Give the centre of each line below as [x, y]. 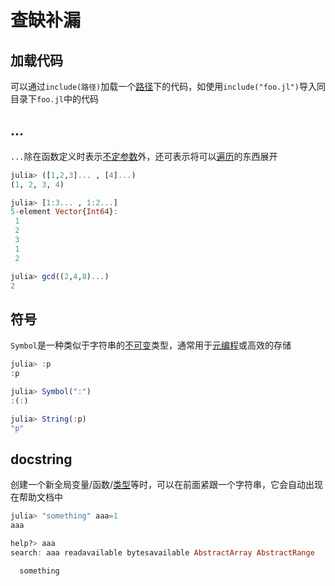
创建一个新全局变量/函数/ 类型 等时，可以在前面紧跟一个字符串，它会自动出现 [167, 485]
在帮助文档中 [36, 497]
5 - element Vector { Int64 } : [64, 212]
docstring [41, 459]
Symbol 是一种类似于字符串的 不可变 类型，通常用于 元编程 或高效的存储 [151, 345]
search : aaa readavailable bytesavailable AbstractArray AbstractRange [162, 552]
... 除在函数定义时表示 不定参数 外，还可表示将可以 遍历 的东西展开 [144, 156]
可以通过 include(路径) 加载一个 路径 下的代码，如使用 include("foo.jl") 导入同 [168, 86]
